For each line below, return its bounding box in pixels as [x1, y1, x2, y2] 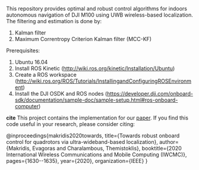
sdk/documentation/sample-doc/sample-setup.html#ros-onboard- [14, 96, 178, 103]
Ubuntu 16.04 [14, 59, 48, 65]
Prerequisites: [6, 47, 40, 54]
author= [159, 138, 179, 145]
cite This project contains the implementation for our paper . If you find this [6, 114, 189, 121]
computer [14, 103, 39, 109]
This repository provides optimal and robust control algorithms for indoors [6, 5, 187, 12]
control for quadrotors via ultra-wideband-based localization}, [6, 138, 159, 145]
